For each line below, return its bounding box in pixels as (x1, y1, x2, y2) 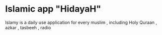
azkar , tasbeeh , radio (5, 24, 51, 30)
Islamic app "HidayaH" (5, 3, 101, 15)
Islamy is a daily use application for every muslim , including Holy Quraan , (5, 19, 158, 25)
